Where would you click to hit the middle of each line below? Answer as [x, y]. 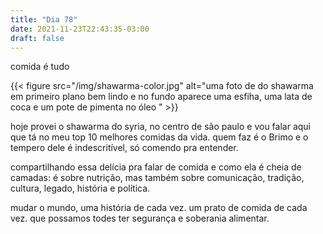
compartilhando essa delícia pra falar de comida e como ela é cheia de [156, 167]
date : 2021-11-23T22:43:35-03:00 [80, 29]
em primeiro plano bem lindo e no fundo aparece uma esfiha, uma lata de [161, 97]
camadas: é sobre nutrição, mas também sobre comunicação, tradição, [157, 178]
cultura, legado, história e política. [80, 188]
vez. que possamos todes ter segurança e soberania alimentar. [140, 218]
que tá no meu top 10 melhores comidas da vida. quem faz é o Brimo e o [159, 137]
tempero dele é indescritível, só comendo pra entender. [124, 148]
